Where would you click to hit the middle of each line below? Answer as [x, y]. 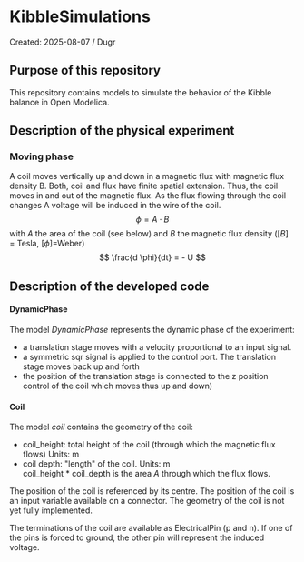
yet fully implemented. [51, 510]
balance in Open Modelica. [60, 102]
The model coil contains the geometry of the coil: [101, 427]
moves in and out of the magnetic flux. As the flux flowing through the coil [148, 196]
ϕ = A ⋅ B [152, 219]
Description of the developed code [109, 286]
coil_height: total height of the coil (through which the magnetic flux [149, 445]
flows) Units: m [51, 454]
